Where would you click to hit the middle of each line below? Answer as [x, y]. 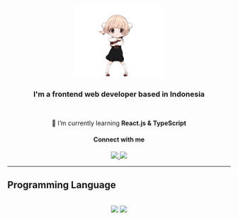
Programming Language [62, 185]
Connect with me [119, 139]
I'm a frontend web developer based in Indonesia [119, 94]
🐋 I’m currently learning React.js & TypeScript [119, 123]
